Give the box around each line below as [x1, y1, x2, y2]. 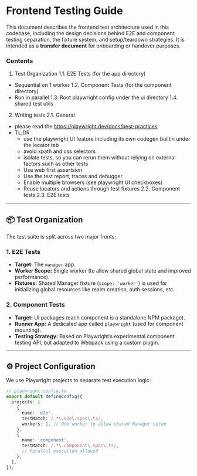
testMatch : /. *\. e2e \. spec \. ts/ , [21, 415, 104, 421]
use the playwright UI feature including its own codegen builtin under [23, 135, 191, 142]
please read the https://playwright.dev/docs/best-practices [14, 123, 158, 130]
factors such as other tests [23, 160, 89, 168]
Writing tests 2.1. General [14, 111, 75, 118]
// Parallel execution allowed [21, 448, 98, 454]
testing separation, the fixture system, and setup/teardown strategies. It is [6, 36, 185, 43]
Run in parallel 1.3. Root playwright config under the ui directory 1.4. [14, 94, 178, 101]
